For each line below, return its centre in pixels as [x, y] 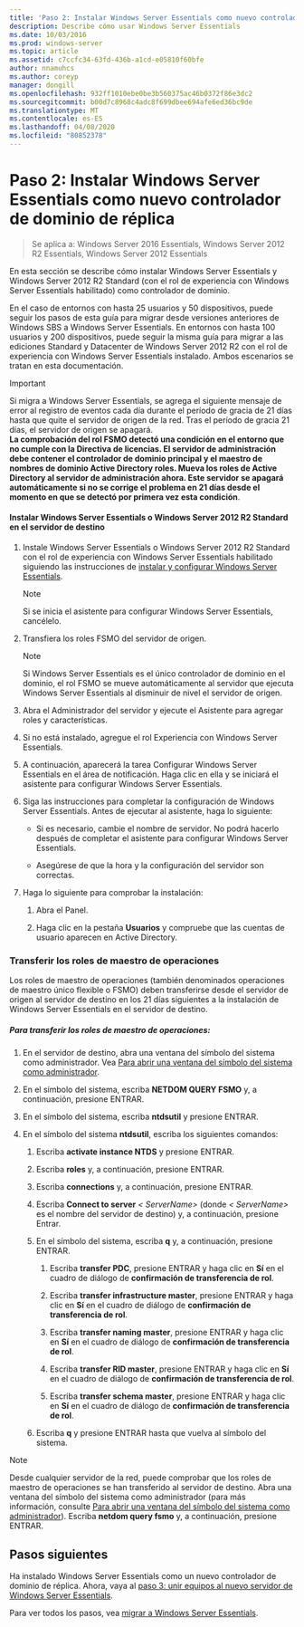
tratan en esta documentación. [66, 365]
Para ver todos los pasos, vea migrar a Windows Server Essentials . [134, 1613]
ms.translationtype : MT [54, 110]
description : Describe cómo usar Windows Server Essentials [125, 26]
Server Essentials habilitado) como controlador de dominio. [120, 290]
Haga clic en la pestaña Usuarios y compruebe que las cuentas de [160, 928]
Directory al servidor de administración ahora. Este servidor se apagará [147, 477]
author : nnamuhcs [42, 69]
